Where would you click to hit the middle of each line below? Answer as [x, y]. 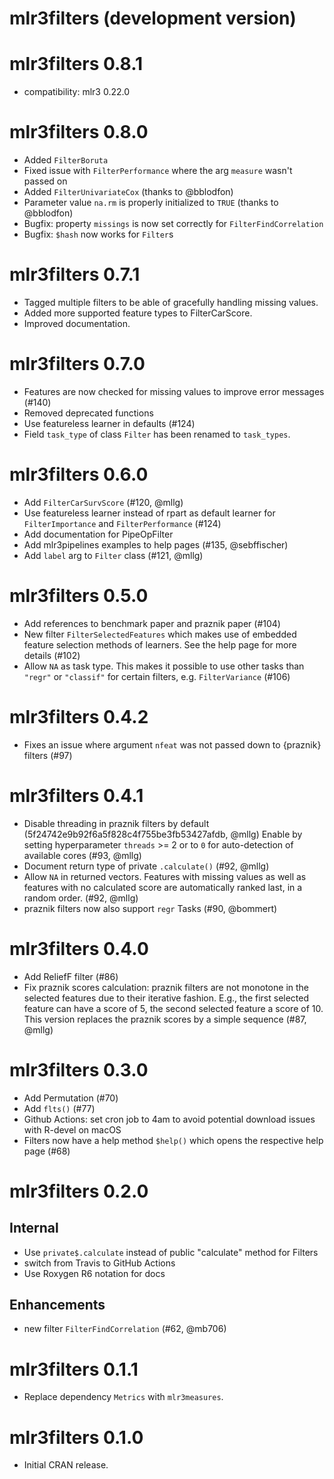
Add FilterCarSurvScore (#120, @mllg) [103, 502]
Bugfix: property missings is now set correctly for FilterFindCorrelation [173, 224]
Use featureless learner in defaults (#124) [109, 423]
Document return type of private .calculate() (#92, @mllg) [146, 866]
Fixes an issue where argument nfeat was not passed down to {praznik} [172, 744]
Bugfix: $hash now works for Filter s [98, 234]
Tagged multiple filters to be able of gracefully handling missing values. [171, 302]
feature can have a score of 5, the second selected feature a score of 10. [173, 1008]
